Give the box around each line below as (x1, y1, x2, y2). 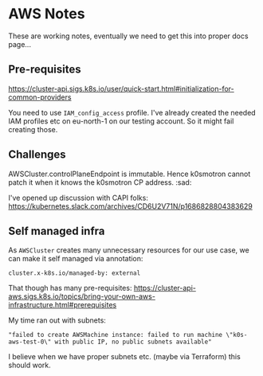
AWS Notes (8, 5, 85, 23)
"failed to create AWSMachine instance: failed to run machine (8, 331, 223, 339)
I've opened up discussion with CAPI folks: (8, 193, 149, 202)
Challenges (8, 148, 66, 162)
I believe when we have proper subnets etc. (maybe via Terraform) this (8, 352, 241, 362)
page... (8, 39, 32, 49)
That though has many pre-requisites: (8, 284, 132, 293)
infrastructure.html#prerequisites (8, 300, 117, 310)
